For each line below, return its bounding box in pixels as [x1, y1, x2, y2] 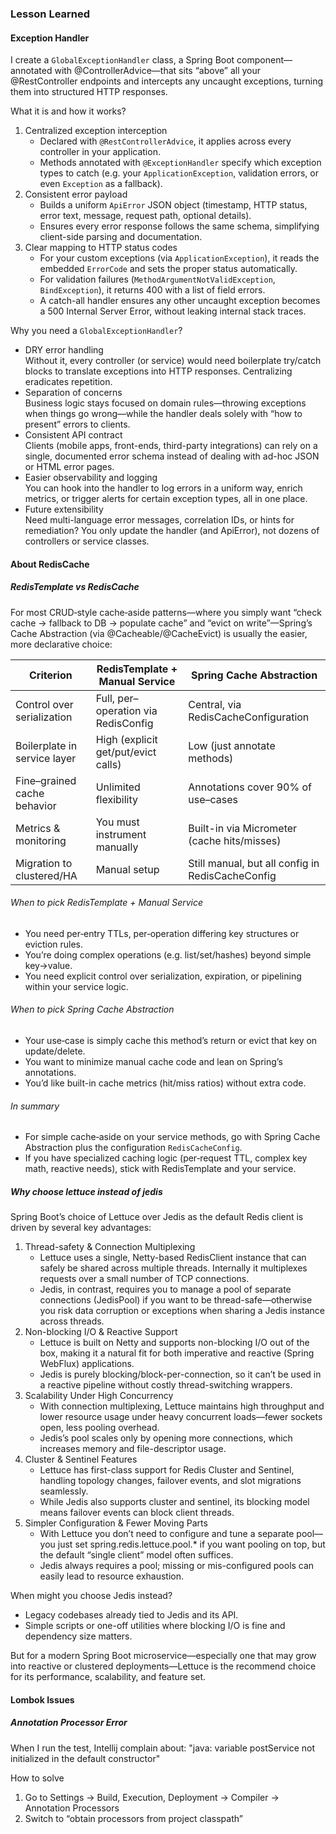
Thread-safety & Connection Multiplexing [24, 1241, 196, 1253]
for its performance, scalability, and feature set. [10, 1671, 207, 1683]
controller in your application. [39, 146, 161, 158]
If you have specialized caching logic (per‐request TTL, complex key [24, 1152, 308, 1164]
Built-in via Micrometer [188, 821, 298, 835]
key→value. [24, 959, 73, 971]
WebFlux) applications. [39, 1358, 135, 1370]
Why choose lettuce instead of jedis [10, 1185, 163, 1197]
